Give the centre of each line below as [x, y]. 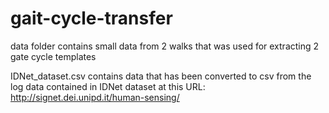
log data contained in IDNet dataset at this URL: [108, 86]
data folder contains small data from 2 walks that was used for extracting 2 [165, 46]
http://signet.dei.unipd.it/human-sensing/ [95, 97]
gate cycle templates [53, 56]
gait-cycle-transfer [91, 18]
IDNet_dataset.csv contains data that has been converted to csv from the [161, 76]
